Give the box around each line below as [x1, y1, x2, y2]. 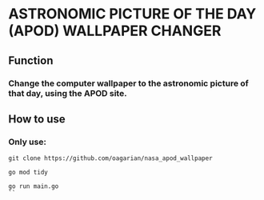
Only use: [8, 136, 46, 147]
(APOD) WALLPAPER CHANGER [8, 22, 222, 40]
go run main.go [8, 182, 59, 190]
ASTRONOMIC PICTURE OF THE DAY [8, 5, 257, 23]
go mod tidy [8, 169, 48, 177]
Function [8, 54, 54, 67]
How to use [8, 112, 66, 126]
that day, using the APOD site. [8, 87, 127, 98]
